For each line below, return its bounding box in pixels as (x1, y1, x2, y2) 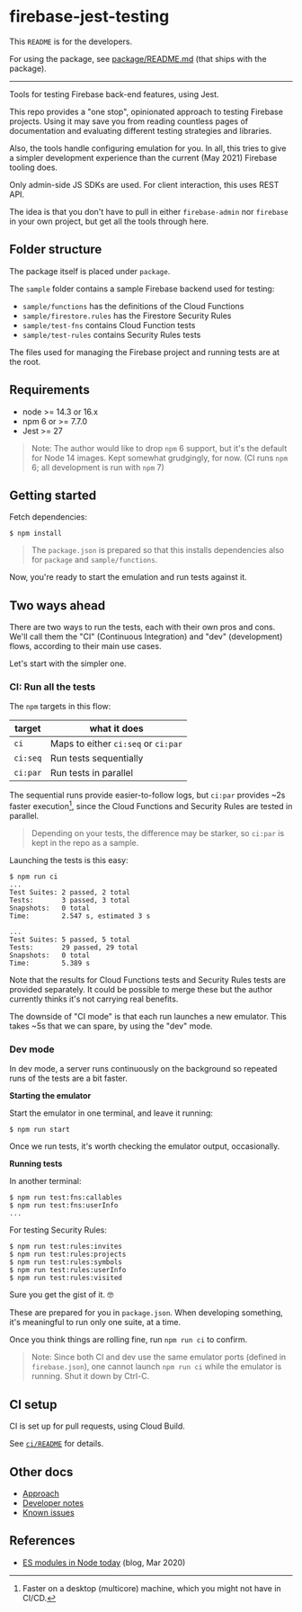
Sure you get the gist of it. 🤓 (9, 1289, 114, 1300)
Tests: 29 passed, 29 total (9, 943, 139, 952)
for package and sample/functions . (31, 555, 158, 566)
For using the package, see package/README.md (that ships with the (9, 53, 267, 64)
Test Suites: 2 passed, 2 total (9, 888, 130, 897)
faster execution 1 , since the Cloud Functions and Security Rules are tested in (9, 799, 293, 812)
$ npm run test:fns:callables (9, 1193, 123, 1202)
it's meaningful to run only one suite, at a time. (9, 1317, 182, 1328)
